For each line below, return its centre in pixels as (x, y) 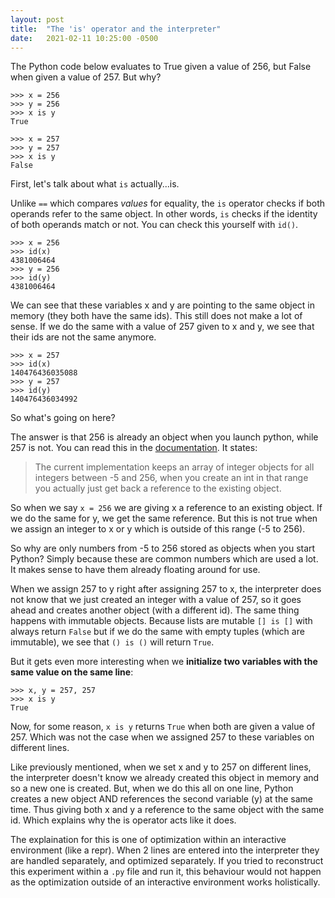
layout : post (37, 19)
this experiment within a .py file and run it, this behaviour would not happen (166, 872)
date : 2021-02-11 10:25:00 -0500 (84, 38)
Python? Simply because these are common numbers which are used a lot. (164, 559)
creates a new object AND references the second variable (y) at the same (161, 799)
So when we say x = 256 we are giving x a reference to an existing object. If (166, 508)
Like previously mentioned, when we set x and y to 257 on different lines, (161, 767)
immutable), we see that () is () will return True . (112, 642)
